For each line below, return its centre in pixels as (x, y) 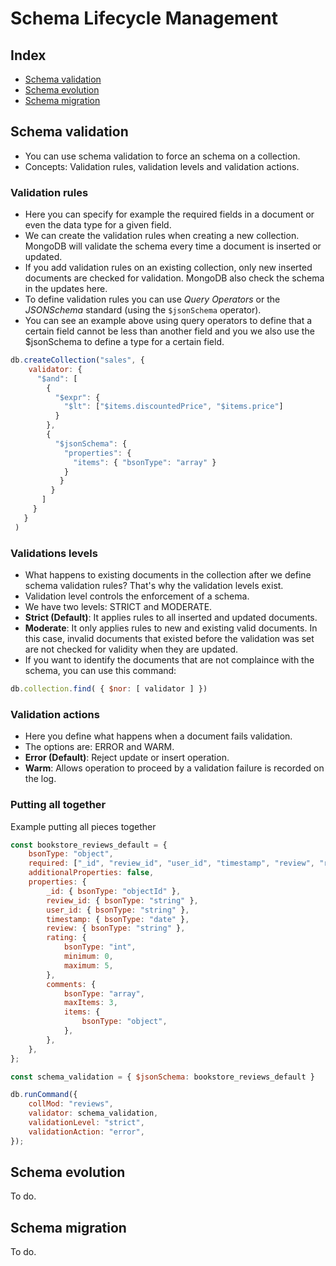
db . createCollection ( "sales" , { (77, 360)
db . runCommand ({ (44, 1095)
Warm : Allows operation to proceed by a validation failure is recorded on (174, 768)
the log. (40, 779)
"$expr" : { (77, 397)
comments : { (71, 984)
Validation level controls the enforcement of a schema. (137, 596)
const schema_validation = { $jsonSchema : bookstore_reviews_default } (162, 1077)
